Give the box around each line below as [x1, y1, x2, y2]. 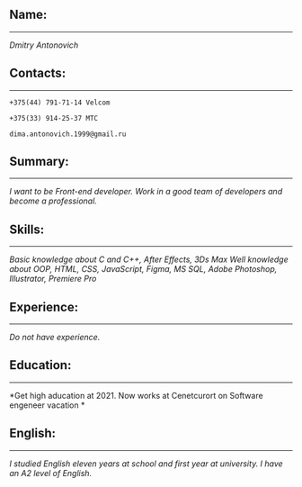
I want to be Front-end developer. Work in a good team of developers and [9, 186, 283, 197]
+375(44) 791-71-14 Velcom [9, 98, 111, 107]
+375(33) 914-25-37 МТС [9, 113, 99, 122]
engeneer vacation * [9, 400, 85, 410]
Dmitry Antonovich [9, 40, 79, 50]
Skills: [9, 221, 45, 237]
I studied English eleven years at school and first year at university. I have [9, 458, 283, 469]
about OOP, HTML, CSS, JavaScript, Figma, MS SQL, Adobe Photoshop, [9, 264, 278, 275]
